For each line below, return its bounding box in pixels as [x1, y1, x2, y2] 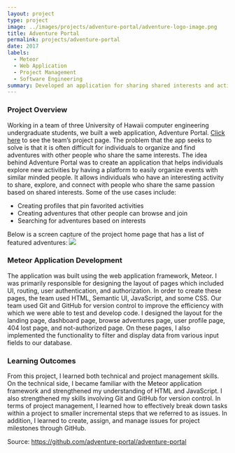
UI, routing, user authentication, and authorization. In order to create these [7, 286, 222, 295]
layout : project [7, 10, 55, 18]
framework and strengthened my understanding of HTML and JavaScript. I [7, 386, 222, 396]
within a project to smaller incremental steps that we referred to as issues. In [7, 409, 227, 417]
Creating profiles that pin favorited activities [17, 201, 144, 210]
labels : [7, 50, 30, 57]
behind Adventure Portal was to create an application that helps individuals [7, 158, 224, 167]
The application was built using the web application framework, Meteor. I [7, 271, 217, 280]
